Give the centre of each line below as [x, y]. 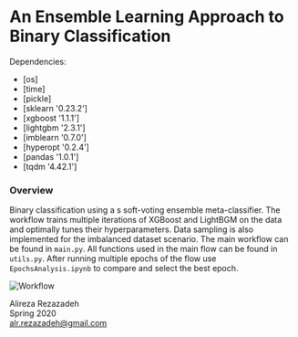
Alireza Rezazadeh [44, 304]
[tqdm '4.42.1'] [50, 166]
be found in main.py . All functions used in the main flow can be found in [144, 249]
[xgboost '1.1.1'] [51, 118]
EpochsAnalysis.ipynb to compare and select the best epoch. [124, 269]
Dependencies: [38, 61]
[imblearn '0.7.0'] [54, 137]
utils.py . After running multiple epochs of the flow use [113, 258]
